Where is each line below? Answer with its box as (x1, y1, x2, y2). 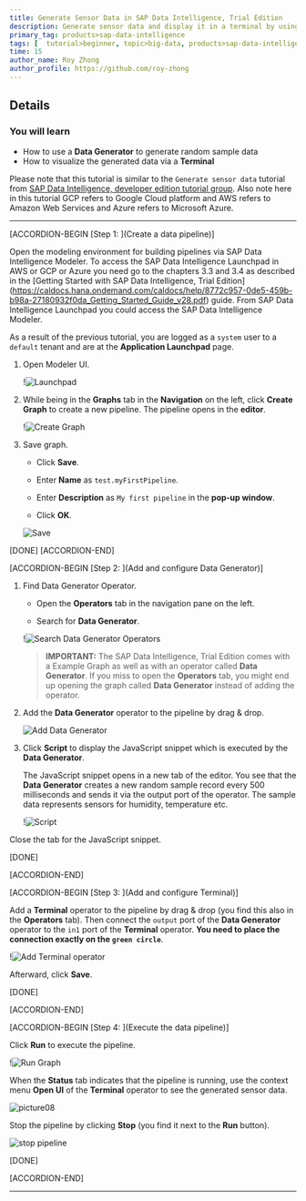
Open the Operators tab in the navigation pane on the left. (36, 597, 255, 608)
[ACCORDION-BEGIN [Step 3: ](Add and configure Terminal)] (9, 887, 239, 898)
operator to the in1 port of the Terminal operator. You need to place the (9, 923, 280, 934)
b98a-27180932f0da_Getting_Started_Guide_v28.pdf (9, 294, 207, 305)
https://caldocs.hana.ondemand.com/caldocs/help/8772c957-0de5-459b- (12, 284, 293, 296)
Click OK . (36, 509, 73, 520)
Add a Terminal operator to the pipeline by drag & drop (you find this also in (9, 904, 294, 915)
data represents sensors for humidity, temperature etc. (22, 799, 229, 809)
